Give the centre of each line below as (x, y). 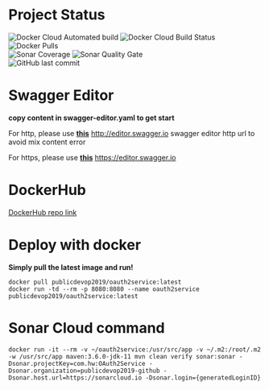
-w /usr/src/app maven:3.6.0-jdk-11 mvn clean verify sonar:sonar (122, 356)
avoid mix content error (47, 142)
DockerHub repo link (43, 212)
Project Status (57, 15)
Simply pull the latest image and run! (71, 267)
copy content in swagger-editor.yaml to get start (91, 118)
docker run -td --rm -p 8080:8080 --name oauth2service (104, 289)
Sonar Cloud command (87, 328)
